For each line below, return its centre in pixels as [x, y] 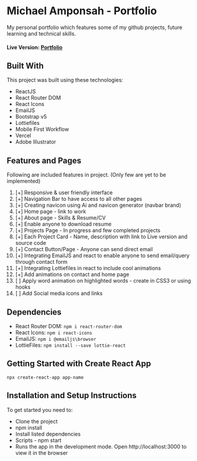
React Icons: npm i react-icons [54, 332]
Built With [25, 65]
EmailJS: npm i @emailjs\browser [56, 338]
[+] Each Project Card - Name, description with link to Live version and [101, 237]
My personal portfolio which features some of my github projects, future [95, 27]
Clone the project [36, 421]
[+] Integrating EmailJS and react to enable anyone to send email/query [102, 255]
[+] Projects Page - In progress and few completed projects [88, 230]
